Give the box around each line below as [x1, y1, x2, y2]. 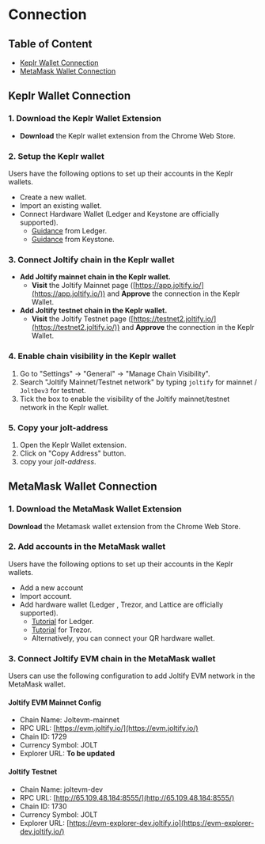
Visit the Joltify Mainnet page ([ [31, 281, 136, 290]
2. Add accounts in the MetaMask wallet [8, 541, 166, 552]
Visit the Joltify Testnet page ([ [31, 314, 134, 324]
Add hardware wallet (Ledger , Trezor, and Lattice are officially [19, 600, 224, 609]
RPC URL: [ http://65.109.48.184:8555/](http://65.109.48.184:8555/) [19, 793, 235, 802]
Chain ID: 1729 [19, 732, 67, 741]
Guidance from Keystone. [31, 234, 115, 244]
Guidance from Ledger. [31, 225, 108, 235]
